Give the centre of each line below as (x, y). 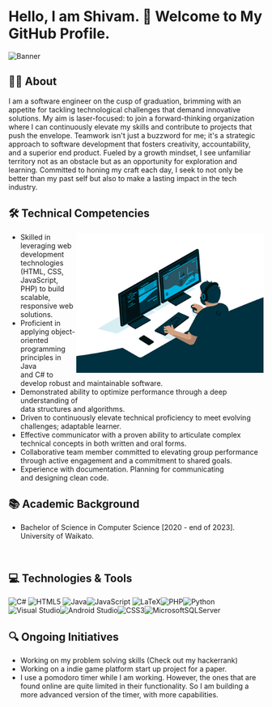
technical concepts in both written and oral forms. (103, 443)
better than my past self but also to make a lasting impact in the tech (123, 178)
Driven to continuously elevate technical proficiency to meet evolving (135, 417)
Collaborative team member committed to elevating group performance (139, 451)
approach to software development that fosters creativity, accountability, (130, 144)
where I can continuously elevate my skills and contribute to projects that (130, 127)
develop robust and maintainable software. (91, 383)
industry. (23, 187)
